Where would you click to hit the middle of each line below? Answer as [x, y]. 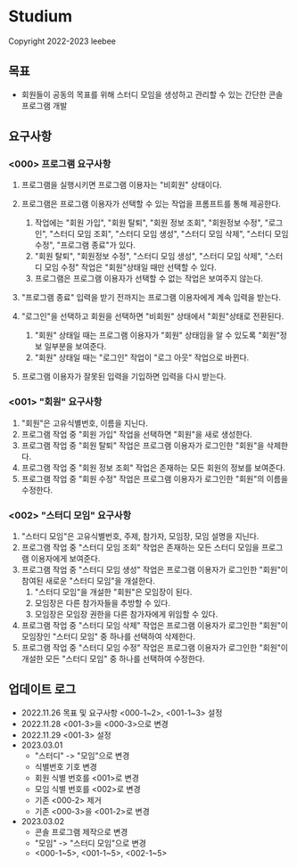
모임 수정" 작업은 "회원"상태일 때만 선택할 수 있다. [131, 267]
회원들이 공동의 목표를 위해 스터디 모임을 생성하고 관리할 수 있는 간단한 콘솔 [152, 94]
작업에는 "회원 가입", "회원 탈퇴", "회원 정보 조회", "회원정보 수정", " [152, 223]
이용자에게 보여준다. [66, 559]
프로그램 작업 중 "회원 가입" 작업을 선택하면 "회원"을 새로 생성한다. [137, 434]
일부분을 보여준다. [75, 347]
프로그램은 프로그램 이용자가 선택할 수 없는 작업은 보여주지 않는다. [149, 279]
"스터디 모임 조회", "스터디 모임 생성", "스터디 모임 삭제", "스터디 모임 [169, 234]
